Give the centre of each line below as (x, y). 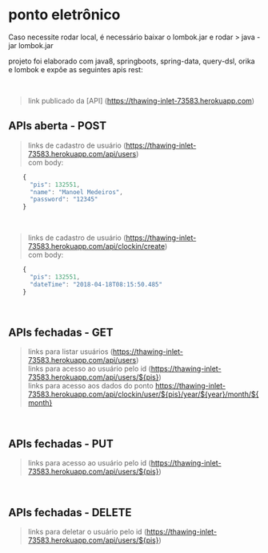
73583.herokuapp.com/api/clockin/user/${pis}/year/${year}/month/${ (143, 394)
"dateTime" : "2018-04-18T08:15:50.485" (96, 284)
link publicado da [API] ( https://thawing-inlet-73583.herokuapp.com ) (141, 100)
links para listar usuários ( (70, 352)
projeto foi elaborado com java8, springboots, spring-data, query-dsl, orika (132, 61)
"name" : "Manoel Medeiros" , (76, 192)
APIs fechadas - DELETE (70, 512)
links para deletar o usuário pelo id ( (87, 532)
